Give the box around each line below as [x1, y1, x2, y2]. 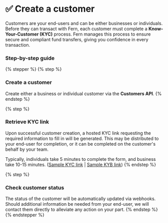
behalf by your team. [5, 146, 49, 152]
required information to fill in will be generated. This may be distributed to [5, 135, 159, 142]
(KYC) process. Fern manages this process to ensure [40, 31, 151, 37]
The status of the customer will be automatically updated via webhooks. [5, 196, 156, 202]
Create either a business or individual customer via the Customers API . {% [5, 90, 162, 97]
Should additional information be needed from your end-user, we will [5, 201, 149, 207]
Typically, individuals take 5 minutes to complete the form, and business [5, 156, 156, 162]
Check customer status [5, 184, 64, 191]
